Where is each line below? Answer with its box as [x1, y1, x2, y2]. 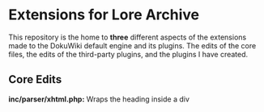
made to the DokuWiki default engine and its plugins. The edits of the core [8, 40, 257, 50]
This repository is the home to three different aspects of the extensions [8, 32, 247, 42]
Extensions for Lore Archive [8, 6, 200, 24]
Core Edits [8, 73, 62, 86]
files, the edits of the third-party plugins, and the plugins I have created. [8, 49, 249, 59]
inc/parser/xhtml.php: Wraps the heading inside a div [8, 94, 190, 104]
